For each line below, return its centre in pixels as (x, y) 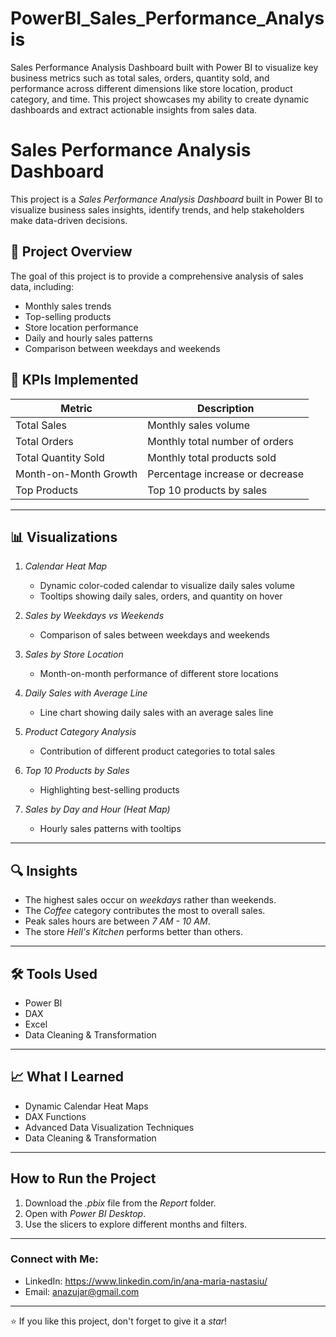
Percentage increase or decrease (226, 474)
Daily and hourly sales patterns (88, 338)
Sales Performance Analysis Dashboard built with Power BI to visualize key (164, 67)
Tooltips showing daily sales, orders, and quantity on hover (161, 596)
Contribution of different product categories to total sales (157, 751)
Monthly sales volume (199, 425)
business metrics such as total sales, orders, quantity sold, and (140, 78)
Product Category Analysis (80, 732)
